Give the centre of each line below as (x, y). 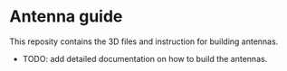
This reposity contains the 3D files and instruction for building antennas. (144, 41)
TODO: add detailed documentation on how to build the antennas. (145, 58)
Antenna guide (66, 17)
